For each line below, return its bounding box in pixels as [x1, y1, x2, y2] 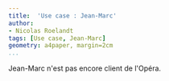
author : [8, 19, 35, 27]
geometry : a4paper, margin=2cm [8, 42, 113, 50]
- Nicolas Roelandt [8, 26, 74, 34]
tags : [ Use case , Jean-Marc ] [8, 34, 106, 43]
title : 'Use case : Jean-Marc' [8, 11, 117, 20]
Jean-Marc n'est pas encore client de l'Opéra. [8, 63, 162, 73]
